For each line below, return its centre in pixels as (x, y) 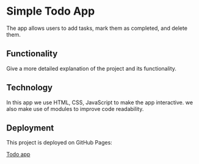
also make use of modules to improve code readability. (75, 109)
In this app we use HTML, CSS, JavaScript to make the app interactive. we (100, 102)
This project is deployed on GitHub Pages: (60, 143)
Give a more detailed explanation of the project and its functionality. (92, 68)
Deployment (30, 128)
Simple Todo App (51, 11)
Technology (30, 87)
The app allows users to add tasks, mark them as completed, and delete (97, 28)
